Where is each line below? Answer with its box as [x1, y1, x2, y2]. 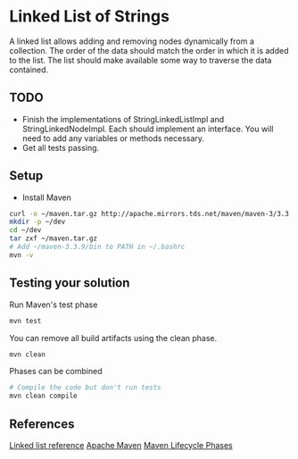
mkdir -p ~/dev [9, 217, 66, 227]
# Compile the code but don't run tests [9, 383, 162, 392]
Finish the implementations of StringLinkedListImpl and [21, 113, 225, 124]
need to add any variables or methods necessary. [21, 132, 205, 144]
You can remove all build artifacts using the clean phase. [9, 332, 218, 343]
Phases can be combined [9, 366, 103, 377]
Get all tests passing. [21, 142, 100, 153]
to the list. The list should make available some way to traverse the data [9, 54, 272, 65]
